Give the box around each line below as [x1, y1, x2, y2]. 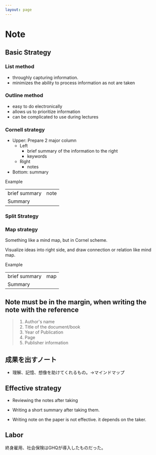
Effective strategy [5, 384, 62, 393]
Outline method [5, 92, 43, 99]
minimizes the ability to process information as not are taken [12, 80, 135, 86]
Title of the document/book [24, 324, 80, 330]
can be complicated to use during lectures [12, 114, 99, 119]
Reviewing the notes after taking [12, 397, 78, 403]
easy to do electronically [12, 103, 63, 109]
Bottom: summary [12, 169, 49, 175]
